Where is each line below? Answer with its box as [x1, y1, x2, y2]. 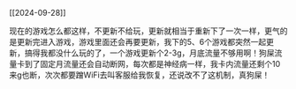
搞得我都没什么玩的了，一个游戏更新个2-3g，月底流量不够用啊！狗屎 [24, 48, 276, 58]
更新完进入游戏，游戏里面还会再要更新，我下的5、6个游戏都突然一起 [16, 37, 267, 47]
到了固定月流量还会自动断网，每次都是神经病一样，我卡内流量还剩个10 [24, 59, 281, 69]
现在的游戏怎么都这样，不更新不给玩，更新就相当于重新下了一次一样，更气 [9, 26, 280, 36]
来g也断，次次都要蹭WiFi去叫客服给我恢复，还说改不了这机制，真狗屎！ [9, 70, 270, 80]
